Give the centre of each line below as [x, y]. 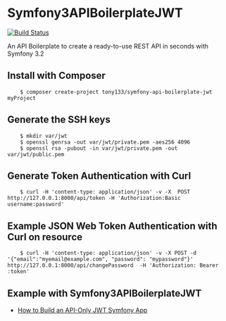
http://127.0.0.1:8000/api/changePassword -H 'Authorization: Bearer [113, 265]
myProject [22, 98]
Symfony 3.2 [26, 53]
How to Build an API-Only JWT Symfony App [82, 310]
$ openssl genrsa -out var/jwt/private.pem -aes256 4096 [105, 142]
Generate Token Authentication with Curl [99, 176]
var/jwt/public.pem [36, 154]
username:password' [36, 204]
